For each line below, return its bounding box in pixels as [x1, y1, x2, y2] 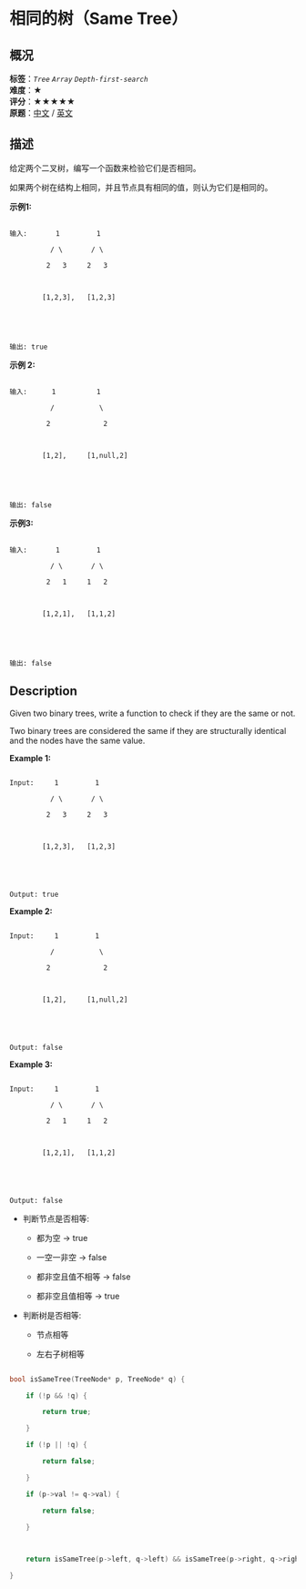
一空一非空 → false [36, 1251, 107, 1262]
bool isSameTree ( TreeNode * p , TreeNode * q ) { [9, 1374, 185, 1384]
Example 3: [9, 1058, 53, 1070]
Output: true [9, 890, 59, 899]
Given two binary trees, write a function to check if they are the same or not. [9, 708, 296, 718]
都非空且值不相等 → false [36, 1271, 131, 1282]
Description [9, 684, 77, 699]
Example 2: [9, 905, 53, 916]
